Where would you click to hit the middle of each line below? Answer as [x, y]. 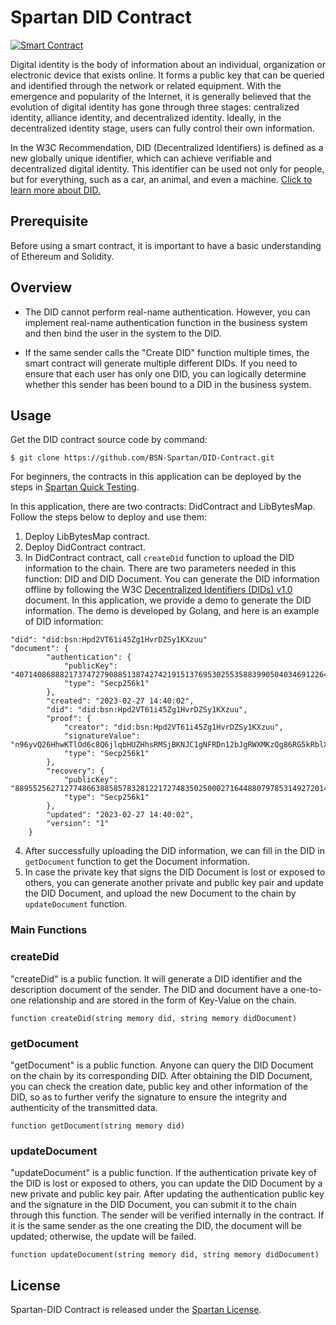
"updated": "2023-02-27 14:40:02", [120, 815]
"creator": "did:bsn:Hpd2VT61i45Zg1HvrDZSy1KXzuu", [173, 727]
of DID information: [64, 622]
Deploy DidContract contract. [85, 547]
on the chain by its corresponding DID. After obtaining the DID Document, [161, 1075]
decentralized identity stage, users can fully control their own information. [162, 128]
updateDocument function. [76, 904]
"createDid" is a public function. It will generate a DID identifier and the [156, 978]
